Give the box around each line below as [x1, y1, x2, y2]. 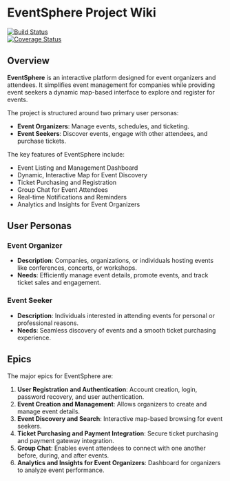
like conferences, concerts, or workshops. [17, 264, 138, 272]
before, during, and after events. [17, 451, 109, 460]
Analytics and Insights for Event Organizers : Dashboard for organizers [17, 458, 221, 467]
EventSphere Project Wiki [7, 5, 156, 21]
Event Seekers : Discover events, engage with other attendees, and [17, 129, 208, 137]
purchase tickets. [17, 137, 67, 145]
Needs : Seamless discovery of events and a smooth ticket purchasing [17, 326, 216, 334]
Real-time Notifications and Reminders [17, 193, 127, 201]
